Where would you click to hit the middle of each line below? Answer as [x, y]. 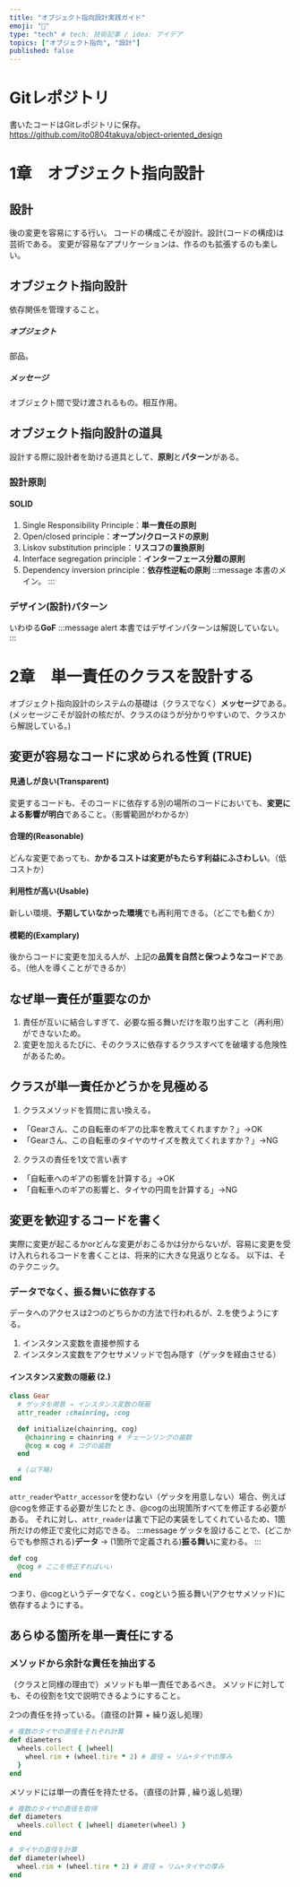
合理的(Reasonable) [47, 836]
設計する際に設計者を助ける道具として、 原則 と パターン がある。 [127, 456]
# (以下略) [35, 1470]
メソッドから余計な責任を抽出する [83, 1663]
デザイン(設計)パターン [59, 606]
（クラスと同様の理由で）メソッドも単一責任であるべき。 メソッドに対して [147, 1684]
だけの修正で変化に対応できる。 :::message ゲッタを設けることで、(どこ [150, 1530]
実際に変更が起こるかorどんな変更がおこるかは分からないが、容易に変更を [146, 1243]
